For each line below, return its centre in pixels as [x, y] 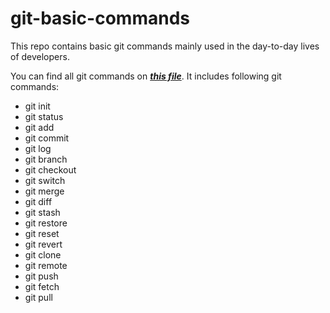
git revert [43, 244]
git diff [38, 201]
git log [38, 148]
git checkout [50, 169]
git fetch [42, 286]
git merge [44, 191]
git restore [46, 223]
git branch [46, 159]
